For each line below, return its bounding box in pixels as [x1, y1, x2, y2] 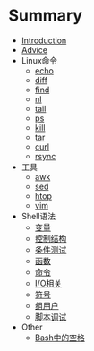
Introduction [21, 35, 67, 46]
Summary [8, 5, 82, 26]
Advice [21, 44, 48, 55]
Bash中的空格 [34, 332, 86, 343]
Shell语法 [21, 210, 56, 221]
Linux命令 [21, 55, 58, 65]
